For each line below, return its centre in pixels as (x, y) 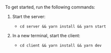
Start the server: (29, 16)
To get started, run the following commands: (50, 7)
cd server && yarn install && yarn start (63, 26)
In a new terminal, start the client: (46, 36)
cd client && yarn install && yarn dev (61, 46)
